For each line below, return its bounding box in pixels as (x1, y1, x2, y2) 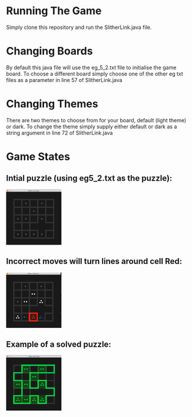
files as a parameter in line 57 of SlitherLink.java (6, 76, 123, 83)
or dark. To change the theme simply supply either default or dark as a (6, 123, 177, 130)
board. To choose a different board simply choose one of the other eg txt (6, 70, 184, 77)
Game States (6, 150, 71, 163)
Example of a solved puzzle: (6, 340, 112, 350)
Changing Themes (6, 97, 98, 110)
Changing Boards (6, 44, 93, 58)
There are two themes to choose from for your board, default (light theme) (6, 116, 187, 123)
